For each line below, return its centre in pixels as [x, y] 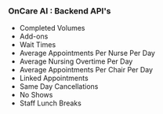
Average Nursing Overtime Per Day [76, 61]
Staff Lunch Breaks [51, 103]
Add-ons [34, 36]
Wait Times [38, 45]
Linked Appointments [54, 78]
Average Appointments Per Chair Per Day [86, 70]
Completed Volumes [52, 28]
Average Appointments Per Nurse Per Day [87, 53]
